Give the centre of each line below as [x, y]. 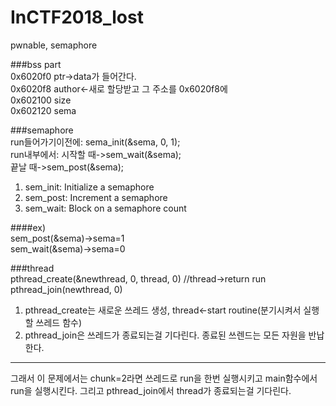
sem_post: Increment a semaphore [96, 197]
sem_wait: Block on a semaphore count [105, 208]
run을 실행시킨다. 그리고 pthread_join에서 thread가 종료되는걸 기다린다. [151, 390]
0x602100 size [41, 100]
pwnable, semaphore [54, 45]
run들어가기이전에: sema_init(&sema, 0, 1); [95, 142]
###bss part [36, 64]
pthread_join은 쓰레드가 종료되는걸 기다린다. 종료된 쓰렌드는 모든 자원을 [165, 335]
